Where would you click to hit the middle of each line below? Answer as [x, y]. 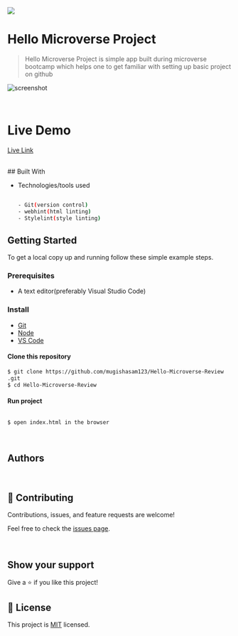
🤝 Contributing [40, 498]
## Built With [26, 171]
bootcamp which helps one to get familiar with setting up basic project [128, 66]
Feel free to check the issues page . [59, 529]
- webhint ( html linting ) [54, 211]
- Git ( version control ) [53, 205]
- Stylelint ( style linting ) [59, 218]
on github [39, 74]
